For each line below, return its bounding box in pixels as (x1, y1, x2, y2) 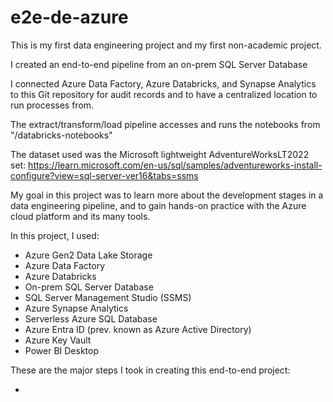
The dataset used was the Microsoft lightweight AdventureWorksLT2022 (10, 148, 310, 160)
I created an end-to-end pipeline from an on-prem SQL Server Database (10, 58, 308, 70)
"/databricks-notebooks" (10, 129, 113, 141)
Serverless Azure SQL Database (24, 312, 158, 325)
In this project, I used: (10, 229, 100, 241)
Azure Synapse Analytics (24, 302, 129, 314)
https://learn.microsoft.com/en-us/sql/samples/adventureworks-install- (28, 159, 323, 171)
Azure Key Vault (24, 334, 92, 346)
